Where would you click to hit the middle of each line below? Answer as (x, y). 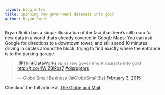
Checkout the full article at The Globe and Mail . (53, 88)
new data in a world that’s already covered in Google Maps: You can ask (79, 38)
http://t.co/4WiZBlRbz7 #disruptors (53, 68)
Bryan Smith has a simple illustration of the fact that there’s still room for (79, 33)
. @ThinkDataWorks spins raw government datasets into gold (79, 63)
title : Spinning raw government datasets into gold (59, 14)
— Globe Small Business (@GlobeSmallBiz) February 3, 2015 (79, 78)
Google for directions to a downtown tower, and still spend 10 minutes (76, 43)
